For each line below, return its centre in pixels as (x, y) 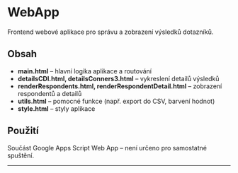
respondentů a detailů (50, 93)
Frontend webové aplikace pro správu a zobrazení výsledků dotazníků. (110, 32)
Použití (23, 131)
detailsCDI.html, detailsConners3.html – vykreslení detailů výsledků (118, 78)
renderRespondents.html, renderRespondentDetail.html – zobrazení (120, 86)
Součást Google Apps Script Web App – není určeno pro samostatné (107, 148)
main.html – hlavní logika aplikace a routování (85, 71)
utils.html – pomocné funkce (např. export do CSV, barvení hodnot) (116, 101)
